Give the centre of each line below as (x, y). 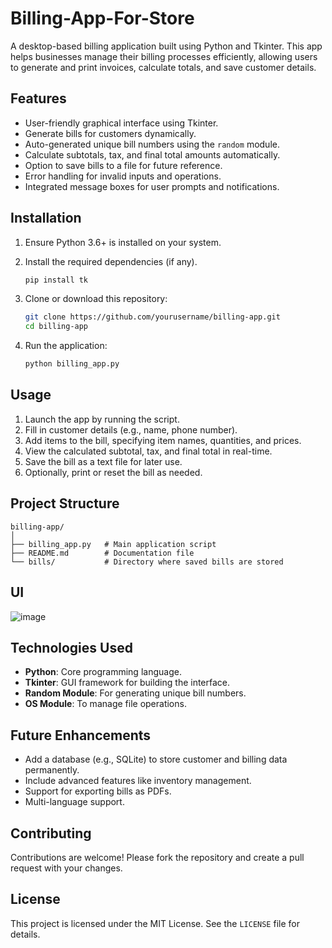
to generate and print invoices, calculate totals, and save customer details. (163, 67)
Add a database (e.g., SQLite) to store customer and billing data (156, 759)
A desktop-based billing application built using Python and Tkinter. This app (166, 46)
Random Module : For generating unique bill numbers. (135, 693)
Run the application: (66, 346)
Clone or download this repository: (96, 299)
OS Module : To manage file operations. (105, 704)
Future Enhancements (81, 735)
